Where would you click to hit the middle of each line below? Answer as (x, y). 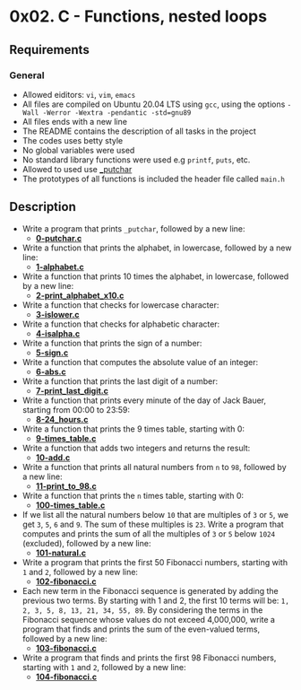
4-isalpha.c (58, 333)
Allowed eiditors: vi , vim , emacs (79, 94)
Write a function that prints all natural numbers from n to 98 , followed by (154, 467)
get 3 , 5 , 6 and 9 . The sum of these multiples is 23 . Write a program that (153, 524)
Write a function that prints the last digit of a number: (120, 381)
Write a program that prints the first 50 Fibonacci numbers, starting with (155, 562)
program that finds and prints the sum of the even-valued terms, (141, 629)
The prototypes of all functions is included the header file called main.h (153, 179)
